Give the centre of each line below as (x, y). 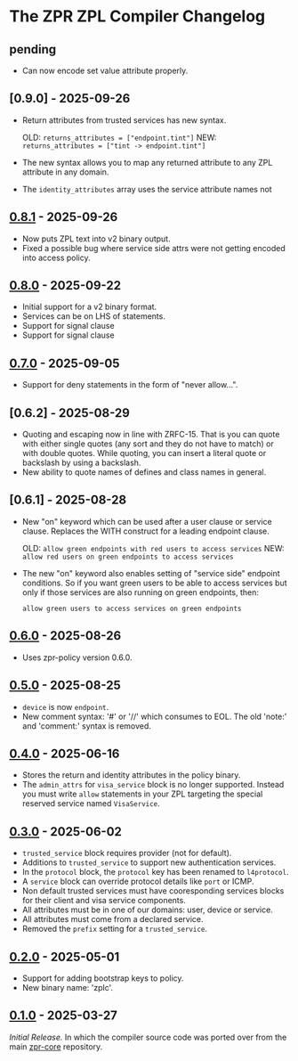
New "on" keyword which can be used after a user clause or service (147, 521)
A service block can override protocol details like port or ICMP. (138, 881)
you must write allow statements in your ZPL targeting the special (142, 794)
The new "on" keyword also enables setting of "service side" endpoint (151, 573)
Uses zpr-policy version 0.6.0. (77, 657)
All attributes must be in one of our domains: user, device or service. (147, 910)
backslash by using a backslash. (81, 463)
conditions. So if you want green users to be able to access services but (154, 583)
